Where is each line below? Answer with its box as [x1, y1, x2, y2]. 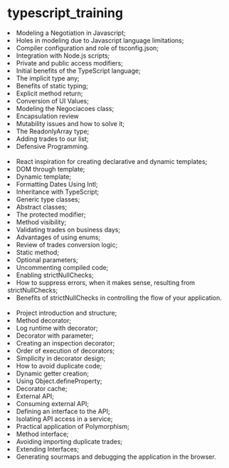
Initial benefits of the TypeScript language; [16, 66, 141, 75]
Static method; [16, 248, 59, 256]
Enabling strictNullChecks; [16, 271, 94, 279]
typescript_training [7, 5, 123, 21]
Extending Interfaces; [16, 444, 80, 453]
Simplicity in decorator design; [16, 354, 106, 363]
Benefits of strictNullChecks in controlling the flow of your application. [16, 293, 222, 302]
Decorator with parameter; [16, 331, 94, 340]
